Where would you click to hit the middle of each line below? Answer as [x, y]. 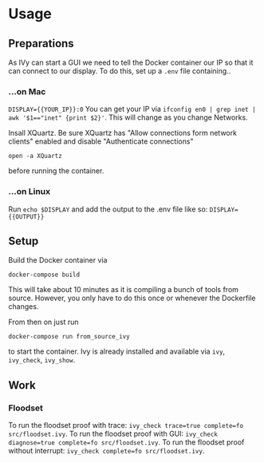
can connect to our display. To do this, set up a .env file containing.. [120, 71]
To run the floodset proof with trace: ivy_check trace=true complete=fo [126, 425]
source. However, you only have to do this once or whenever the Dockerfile [132, 298]
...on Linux [30, 192]
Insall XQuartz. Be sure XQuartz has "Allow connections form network [123, 133]
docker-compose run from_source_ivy [69, 337]
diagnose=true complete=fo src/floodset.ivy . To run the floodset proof [126, 442]
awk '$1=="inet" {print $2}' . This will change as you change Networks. [128, 117]
